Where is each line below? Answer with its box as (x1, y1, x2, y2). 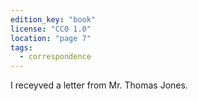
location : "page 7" (10, 33, 92, 43)
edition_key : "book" (10, 14, 97, 25)
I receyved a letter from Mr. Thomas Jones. (10, 79, 188, 91)
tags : (10, 42, 33, 53)
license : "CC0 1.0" (10, 24, 92, 34)
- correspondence (19, 52, 92, 62)
